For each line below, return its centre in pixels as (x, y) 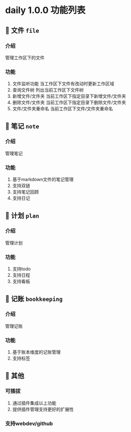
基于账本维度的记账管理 (36, 352)
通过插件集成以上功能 (34, 403)
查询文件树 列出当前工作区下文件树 (48, 90)
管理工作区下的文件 (25, 58)
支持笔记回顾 (25, 192)
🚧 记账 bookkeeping (34, 299)
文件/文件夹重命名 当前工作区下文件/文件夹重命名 (63, 109)
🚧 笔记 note (22, 126)
